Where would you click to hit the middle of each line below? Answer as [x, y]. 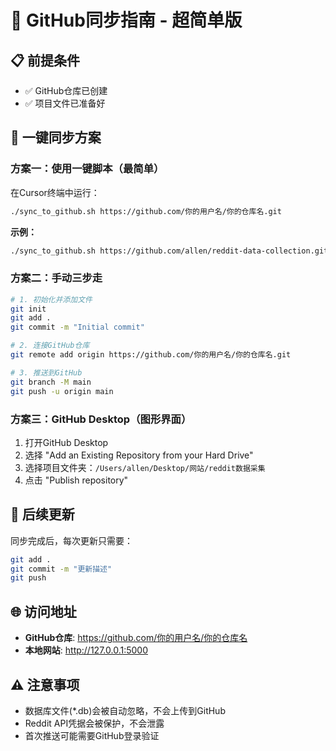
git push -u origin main [62, 391]
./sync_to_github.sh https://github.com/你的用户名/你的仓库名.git [146, 211]
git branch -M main [51, 382]
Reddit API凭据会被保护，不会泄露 [94, 723]
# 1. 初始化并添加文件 [51, 299]
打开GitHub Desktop [66, 442]
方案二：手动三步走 [56, 278]
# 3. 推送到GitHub [46, 372]
